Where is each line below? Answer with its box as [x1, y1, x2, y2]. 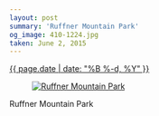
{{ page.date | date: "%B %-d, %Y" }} [9, 63, 150, 74]
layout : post [9, 13, 59, 23]
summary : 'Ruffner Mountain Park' [9, 22, 140, 31]
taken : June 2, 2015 [9, 38, 88, 48]
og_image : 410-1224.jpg [9, 30, 99, 39]
